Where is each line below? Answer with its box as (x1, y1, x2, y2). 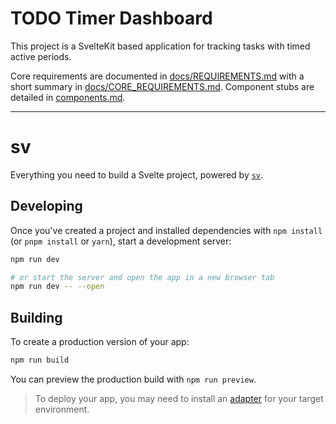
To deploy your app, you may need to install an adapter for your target (34, 393, 324, 404)
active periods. (10, 50, 72, 62)
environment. (34, 403, 90, 415)
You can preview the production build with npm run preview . (10, 373, 257, 385)
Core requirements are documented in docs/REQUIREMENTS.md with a (10, 70, 305, 82)
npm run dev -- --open (10, 282, 105, 292)
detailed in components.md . (10, 91, 126, 103)
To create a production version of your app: (10, 336, 190, 348)
